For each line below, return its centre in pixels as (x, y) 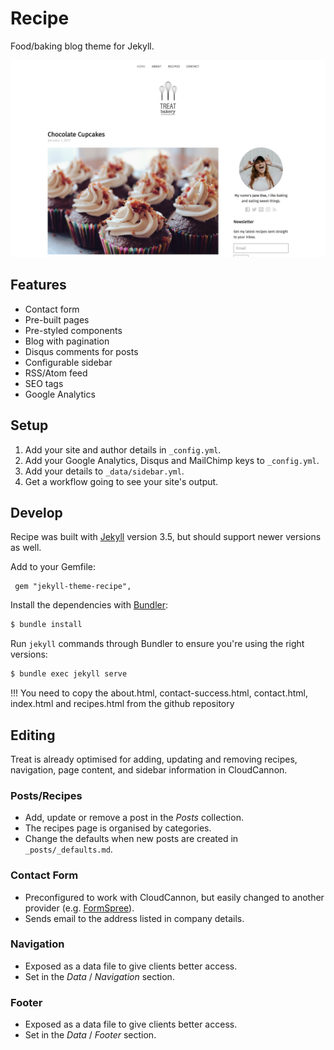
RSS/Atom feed (56, 373)
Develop (36, 512)
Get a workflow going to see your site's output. (121, 481)
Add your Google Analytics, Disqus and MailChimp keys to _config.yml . (172, 460)
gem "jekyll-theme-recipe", (73, 587)
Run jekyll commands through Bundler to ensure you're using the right (157, 644)
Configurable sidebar (68, 362)
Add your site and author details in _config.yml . (123, 449)
